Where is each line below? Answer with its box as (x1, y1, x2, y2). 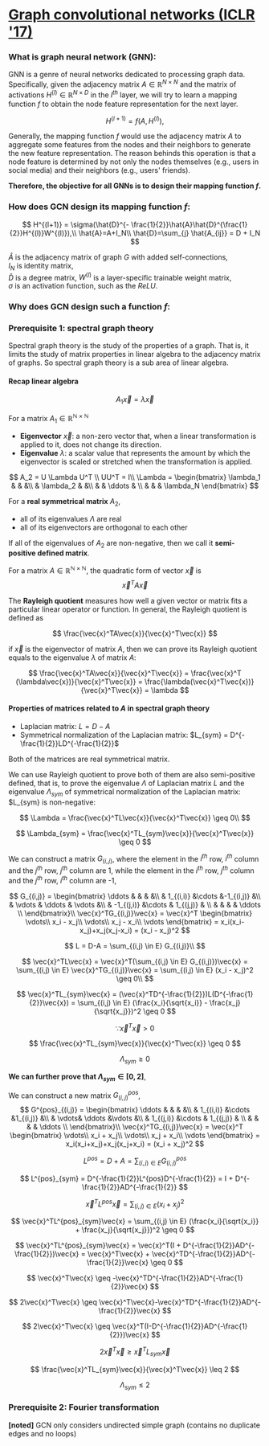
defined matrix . (37, 548, 90, 558)
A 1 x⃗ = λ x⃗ (116, 394, 154, 406)
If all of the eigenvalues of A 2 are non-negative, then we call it (8, 538, 214, 550)
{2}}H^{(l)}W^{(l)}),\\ (9, 227, 77, 238)
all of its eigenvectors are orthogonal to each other (19, 522, 189, 532)
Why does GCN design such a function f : (8, 301, 171, 313)
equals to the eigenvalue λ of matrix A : (8, 653, 137, 662)
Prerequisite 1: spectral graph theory (8, 323, 154, 334)
